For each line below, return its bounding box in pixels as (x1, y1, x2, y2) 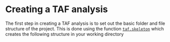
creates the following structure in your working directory (5, 31, 124, 37)
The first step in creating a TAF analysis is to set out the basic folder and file (5, 20, 165, 26)
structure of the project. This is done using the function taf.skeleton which (5, 25, 164, 31)
